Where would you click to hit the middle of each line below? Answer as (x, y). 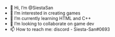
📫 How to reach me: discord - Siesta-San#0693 (60, 29)
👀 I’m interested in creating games (45, 13)
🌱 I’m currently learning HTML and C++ (50, 18)
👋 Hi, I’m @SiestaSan (31, 8)
